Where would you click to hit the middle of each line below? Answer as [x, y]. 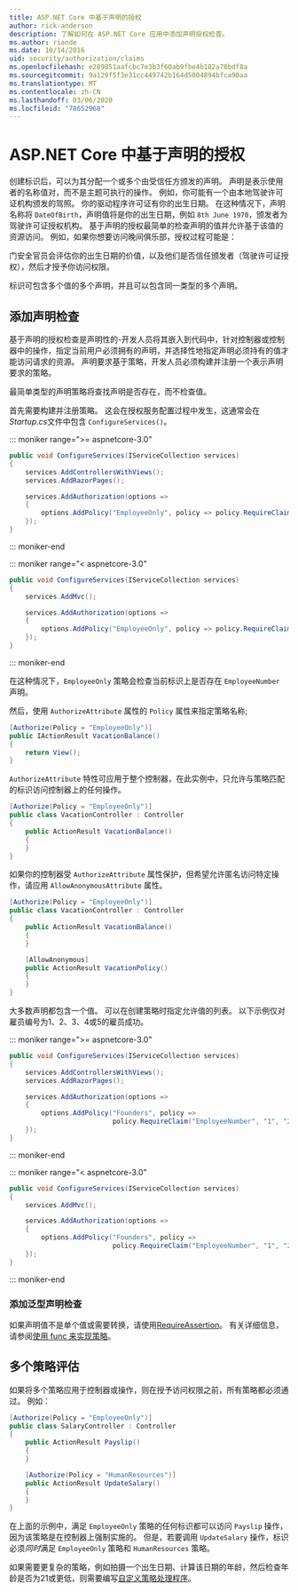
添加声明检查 [44, 316]
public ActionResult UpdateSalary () [93, 1483]
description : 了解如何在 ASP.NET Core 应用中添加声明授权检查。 [119, 34]
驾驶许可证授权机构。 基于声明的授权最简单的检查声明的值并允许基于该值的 [146, 226]
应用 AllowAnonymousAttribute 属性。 [100, 886]
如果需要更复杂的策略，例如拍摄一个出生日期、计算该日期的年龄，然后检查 [145, 1567]
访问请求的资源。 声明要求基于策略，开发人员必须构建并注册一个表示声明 [150, 362]
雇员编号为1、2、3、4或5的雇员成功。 [79, 1022]
